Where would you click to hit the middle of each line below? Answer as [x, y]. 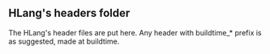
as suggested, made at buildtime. [64, 41]
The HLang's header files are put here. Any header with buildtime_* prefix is [135, 32]
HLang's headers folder [69, 13]
